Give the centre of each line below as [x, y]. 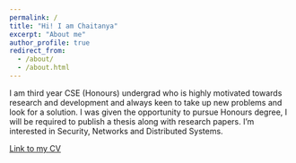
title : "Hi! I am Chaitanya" [64, 26]
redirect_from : [38, 51]
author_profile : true [50, 43]
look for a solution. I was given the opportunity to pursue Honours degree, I [148, 112]
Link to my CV [35, 148]
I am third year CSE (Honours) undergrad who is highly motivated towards [146, 93]
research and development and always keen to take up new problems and [146, 102]
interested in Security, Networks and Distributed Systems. [116, 131]
